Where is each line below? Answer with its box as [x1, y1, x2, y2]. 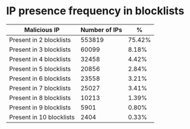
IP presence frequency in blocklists [6, 4, 185, 18]
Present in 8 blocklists [9, 93, 71, 102]
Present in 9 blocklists [9, 103, 71, 111]
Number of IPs [80, 26, 123, 34]
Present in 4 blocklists [9, 55, 71, 63]
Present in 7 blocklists [9, 84, 71, 92]
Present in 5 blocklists [9, 64, 71, 73]
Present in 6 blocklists [9, 74, 71, 83]
